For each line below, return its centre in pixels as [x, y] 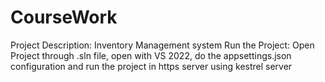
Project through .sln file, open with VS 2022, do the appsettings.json [151, 55]
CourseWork [64, 17]
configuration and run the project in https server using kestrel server [151, 66]
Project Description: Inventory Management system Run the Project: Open [162, 45]
